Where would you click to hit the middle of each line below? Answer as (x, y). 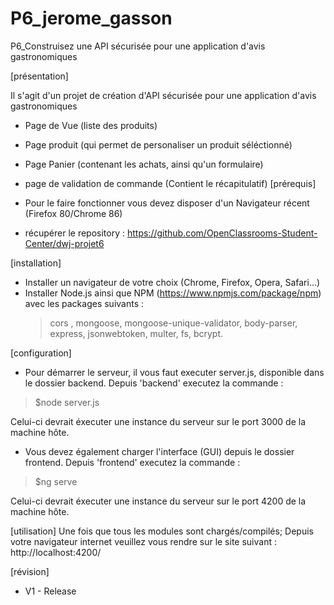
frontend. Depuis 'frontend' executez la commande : (132, 462)
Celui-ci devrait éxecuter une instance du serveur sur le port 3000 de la (158, 421)
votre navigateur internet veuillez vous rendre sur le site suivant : (143, 541)
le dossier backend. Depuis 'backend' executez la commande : (154, 383)
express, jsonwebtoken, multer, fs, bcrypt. (136, 333)
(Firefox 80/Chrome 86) (73, 213)
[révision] (30, 571)
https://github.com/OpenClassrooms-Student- (222, 233)
